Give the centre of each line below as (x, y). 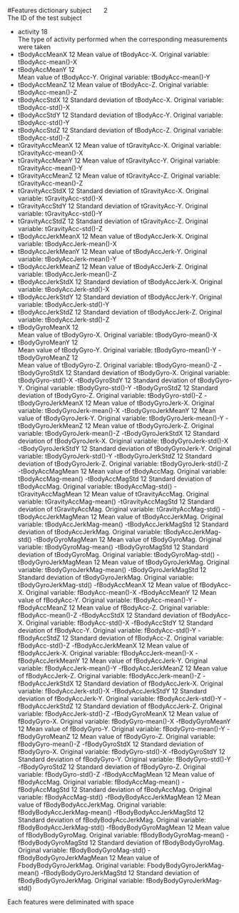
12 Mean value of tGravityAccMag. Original (146, 494)
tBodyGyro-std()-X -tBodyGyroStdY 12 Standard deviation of (107, 380)
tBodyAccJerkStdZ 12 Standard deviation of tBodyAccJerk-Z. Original (120, 312)
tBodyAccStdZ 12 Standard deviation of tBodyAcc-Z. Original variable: (120, 130)
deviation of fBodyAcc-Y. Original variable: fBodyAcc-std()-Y (107, 630)
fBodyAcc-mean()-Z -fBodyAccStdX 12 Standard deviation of (107, 615)
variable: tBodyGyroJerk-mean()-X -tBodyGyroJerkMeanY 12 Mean (117, 410)
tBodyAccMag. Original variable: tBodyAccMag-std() (95, 486)
